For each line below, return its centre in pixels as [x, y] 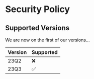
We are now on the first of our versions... [48, 40]
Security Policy [38, 9]
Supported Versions [37, 28]
